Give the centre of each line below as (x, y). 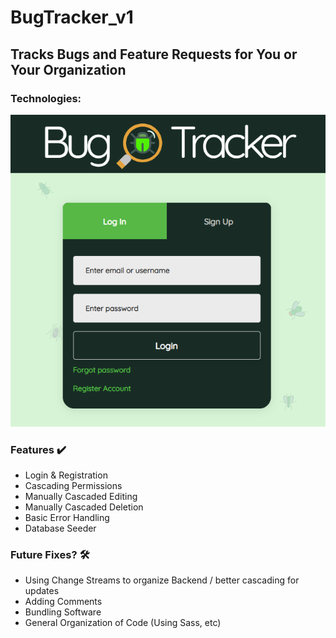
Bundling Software (63, 612)
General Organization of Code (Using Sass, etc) (123, 623)
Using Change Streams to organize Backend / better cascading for (162, 580)
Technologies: (46, 98)
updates (42, 591)
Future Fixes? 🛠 (50, 554)
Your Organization (68, 69)
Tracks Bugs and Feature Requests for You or (154, 54)
